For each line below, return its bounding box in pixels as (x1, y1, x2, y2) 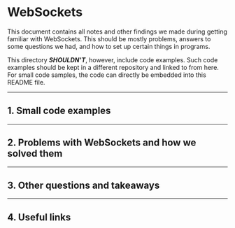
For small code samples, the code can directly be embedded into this (7, 71, 206, 79)
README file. (7, 78, 45, 86)
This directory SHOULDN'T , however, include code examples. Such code (7, 55, 218, 64)
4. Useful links (7, 211, 71, 223)
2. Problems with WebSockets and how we (7, 137, 197, 149)
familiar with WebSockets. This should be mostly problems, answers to (7, 34, 211, 43)
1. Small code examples (7, 105, 111, 117)
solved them (7, 148, 63, 159)
